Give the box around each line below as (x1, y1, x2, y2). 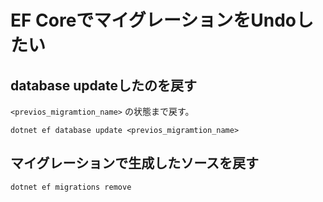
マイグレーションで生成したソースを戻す (10, 155, 260, 172)
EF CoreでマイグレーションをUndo (10, 9, 297, 32)
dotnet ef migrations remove (10, 182, 132, 192)
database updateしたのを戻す (10, 77, 198, 94)
